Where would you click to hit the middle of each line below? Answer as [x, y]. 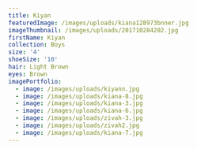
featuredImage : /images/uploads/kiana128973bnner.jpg [99, 23]
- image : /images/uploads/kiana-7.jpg [80, 132]
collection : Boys [37, 45]
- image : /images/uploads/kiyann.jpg [78, 89]
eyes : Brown [28, 74]
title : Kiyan [30, 15]
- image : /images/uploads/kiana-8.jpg [80, 96]
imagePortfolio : [35, 81]
